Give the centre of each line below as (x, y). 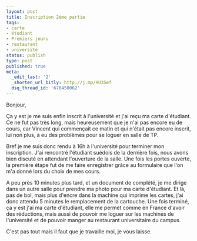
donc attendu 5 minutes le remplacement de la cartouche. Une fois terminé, (98, 201)
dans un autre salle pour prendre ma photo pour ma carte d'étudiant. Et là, (96, 189)
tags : (13, 22)
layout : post (22, 11)
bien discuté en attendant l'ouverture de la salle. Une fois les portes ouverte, (99, 159)
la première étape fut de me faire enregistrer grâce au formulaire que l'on (95, 165)
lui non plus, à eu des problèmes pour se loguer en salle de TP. (82, 135)
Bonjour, (16, 105)
